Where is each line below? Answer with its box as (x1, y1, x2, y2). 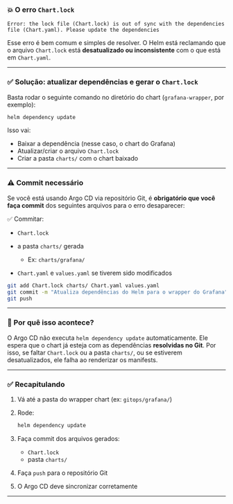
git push (7, 295, 33, 302)
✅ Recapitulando (7, 379, 65, 389)
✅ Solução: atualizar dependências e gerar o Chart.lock (7, 78, 199, 87)
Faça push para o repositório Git (17, 469, 108, 477)
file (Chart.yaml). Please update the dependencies (7, 26, 159, 34)
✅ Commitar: (7, 215, 44, 223)
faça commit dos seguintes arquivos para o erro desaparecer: (7, 201, 185, 209)
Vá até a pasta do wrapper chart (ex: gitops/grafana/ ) (17, 395, 173, 403)
